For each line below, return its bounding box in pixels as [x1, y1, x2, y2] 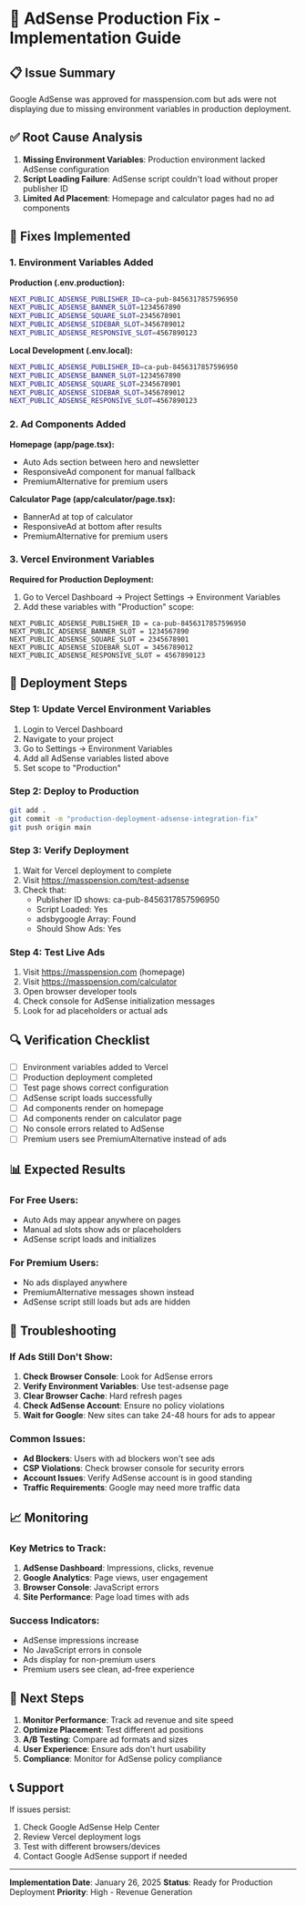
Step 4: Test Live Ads [9, 945, 106, 958]
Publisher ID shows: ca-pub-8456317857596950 [36, 893, 220, 905]
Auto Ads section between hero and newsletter [22, 456, 199, 468]
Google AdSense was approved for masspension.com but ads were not [9, 94, 277, 104]
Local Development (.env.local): [9, 345, 134, 355]
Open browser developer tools [22, 986, 138, 997]
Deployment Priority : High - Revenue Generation [9, 1886, 193, 1897]
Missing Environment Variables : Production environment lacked [22, 154, 266, 165]
